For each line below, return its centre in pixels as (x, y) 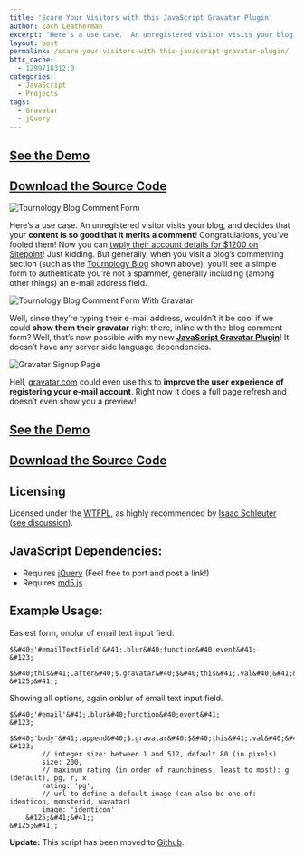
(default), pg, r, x (48, 778)
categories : (32, 77)
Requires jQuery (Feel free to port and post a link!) (116, 573)
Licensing (38, 491)
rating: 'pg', (68, 785)
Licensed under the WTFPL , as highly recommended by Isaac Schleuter (143, 513)
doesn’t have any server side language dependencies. (110, 347)
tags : (19, 102)
